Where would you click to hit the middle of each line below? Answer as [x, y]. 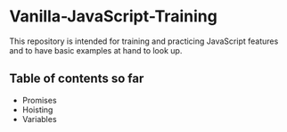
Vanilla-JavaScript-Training [114, 16]
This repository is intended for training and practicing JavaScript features [144, 41]
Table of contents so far [77, 79]
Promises [39, 100]
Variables [39, 119]
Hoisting [37, 110]
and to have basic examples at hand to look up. [96, 50]
